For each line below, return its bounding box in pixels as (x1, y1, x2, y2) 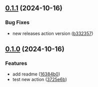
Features (5, 60, 27, 66)
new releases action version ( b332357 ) (12, 30, 93, 36)
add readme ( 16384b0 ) (12, 71, 60, 77)
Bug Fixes (5, 19, 30, 26)
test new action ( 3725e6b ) (12, 76, 67, 82)
